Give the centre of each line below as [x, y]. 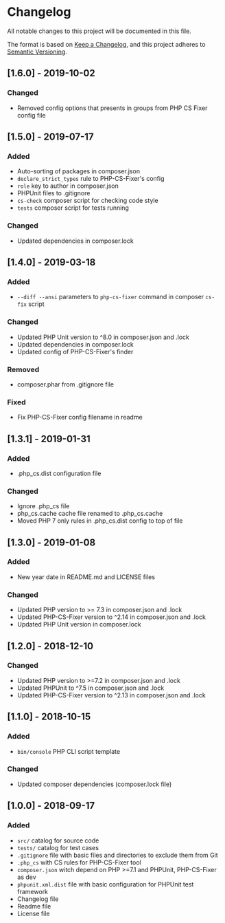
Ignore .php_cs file [43, 506]
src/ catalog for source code [58, 840]
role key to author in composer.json [68, 186]
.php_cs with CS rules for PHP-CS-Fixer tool [79, 862]
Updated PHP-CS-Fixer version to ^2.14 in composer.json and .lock [111, 617]
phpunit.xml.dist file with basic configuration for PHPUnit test [105, 884]
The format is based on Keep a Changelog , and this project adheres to [106, 44]
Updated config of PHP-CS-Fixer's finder [75, 351]
